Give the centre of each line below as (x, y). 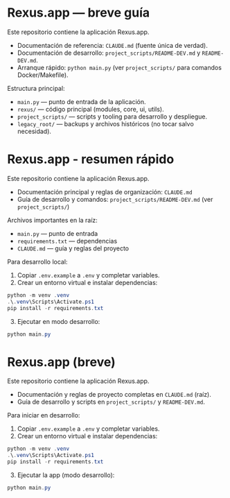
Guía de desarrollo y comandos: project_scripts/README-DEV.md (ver (115, 199)
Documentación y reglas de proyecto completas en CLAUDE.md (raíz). (114, 395)
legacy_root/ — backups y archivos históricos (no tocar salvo (105, 123)
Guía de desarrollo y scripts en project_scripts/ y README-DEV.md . (111, 402)
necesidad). (34, 131)
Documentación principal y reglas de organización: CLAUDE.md (105, 191)
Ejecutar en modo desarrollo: (59, 321)
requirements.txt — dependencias (67, 241)
